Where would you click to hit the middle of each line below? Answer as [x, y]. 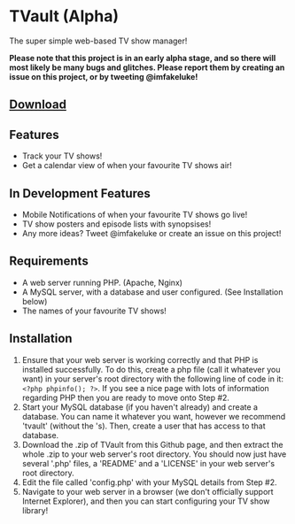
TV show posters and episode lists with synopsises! [116, 224]
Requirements [49, 262]
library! [35, 510]
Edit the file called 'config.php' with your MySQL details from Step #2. [149, 482]
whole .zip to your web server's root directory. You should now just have [154, 454]
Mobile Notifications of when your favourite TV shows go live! [135, 214]
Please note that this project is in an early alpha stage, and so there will [143, 58]
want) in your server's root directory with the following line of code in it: [152, 379]
